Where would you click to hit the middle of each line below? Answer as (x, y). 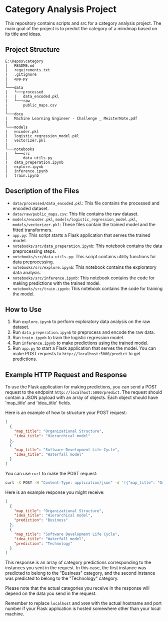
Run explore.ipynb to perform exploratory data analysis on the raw (81, 322)
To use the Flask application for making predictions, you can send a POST (81, 387)
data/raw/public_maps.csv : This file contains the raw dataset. (75, 214)
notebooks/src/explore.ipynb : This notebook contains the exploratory (84, 267)
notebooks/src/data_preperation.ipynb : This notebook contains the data (87, 246)
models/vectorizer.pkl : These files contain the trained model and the (84, 224)
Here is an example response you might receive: (55, 492)
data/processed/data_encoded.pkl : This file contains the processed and (86, 203)
